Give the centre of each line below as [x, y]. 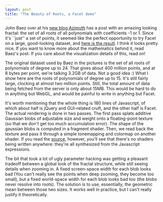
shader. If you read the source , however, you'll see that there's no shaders [79, 139]
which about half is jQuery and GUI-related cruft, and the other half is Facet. [81, 108]
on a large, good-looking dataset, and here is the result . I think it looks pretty [81, 43]
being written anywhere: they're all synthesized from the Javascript [72, 144]
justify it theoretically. [26, 194]
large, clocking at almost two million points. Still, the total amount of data [78, 83]
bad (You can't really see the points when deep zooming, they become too [80, 174]
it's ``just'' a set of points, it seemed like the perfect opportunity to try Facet [81, 38]
